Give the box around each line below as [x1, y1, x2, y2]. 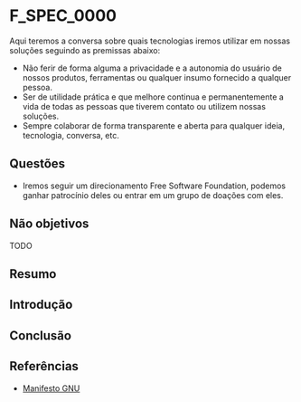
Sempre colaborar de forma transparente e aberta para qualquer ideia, [22, 120, 286, 131]
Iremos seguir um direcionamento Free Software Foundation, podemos [22, 180, 287, 191]
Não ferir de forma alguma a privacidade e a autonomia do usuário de [22, 62, 282, 73]
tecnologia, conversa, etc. [22, 129, 120, 140]
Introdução [9, 297, 73, 312]
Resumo [9, 266, 57, 282]
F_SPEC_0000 [9, 5, 118, 26]
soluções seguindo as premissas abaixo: [9, 44, 161, 55]
